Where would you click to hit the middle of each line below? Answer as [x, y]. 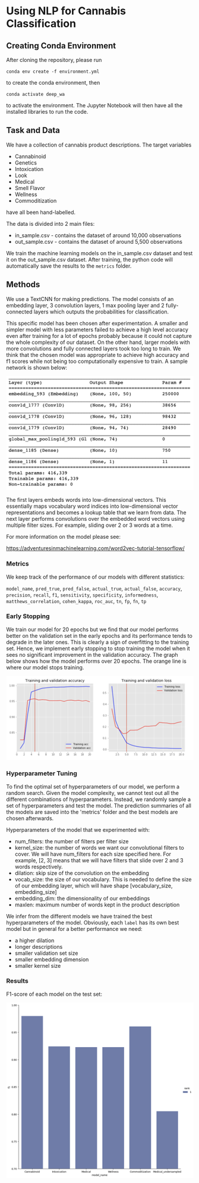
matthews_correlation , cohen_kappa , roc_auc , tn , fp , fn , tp [76, 601]
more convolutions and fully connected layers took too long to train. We [94, 348]
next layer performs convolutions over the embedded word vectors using [96, 519]
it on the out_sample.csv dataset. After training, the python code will [90, 259]
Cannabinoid [30, 156]
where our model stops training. [45, 667]
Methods [23, 285]
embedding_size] [36, 892]
